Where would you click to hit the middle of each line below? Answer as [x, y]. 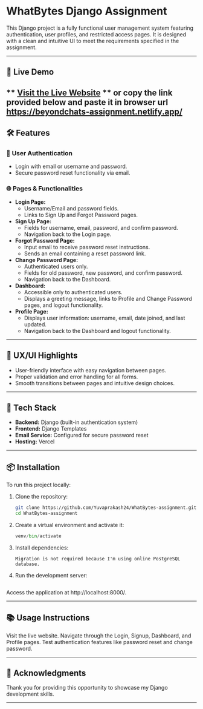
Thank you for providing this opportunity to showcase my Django [87, 688]
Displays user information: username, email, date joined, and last [105, 318]
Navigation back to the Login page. [68, 234]
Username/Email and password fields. [71, 208]
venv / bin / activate [38, 536]
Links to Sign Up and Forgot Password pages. [81, 215]
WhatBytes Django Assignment [87, 11]
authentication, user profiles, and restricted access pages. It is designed [96, 34]
